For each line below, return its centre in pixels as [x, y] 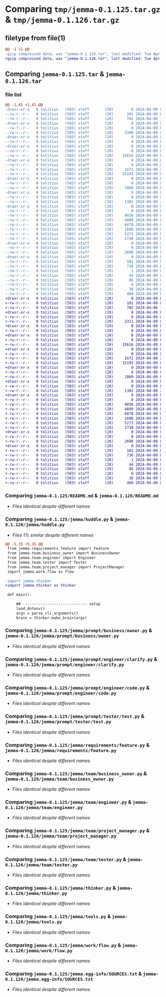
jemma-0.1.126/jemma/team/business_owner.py [60, 779]
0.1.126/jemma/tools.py [34, 922]
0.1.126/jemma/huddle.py [35, 525]
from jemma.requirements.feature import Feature [58, 549]
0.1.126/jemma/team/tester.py [41, 865]
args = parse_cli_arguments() [47, 613]
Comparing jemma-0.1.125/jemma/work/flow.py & [63, 945]
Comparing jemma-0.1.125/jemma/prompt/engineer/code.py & [77, 688]
